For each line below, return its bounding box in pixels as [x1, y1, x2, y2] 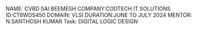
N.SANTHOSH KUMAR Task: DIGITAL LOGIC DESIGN [5, 18, 138, 25]
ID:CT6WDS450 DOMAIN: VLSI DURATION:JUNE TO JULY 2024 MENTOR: [5, 11, 193, 19]
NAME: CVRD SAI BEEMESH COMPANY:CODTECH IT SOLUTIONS [5, 5, 171, 12]
